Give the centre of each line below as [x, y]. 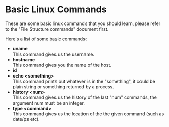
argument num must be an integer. [49, 103]
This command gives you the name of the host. [62, 65]
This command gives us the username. [53, 54]
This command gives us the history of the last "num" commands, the [84, 97]
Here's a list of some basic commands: [46, 39]
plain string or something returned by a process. [63, 86]
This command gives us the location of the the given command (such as [88, 114]
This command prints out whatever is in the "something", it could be [84, 81]
